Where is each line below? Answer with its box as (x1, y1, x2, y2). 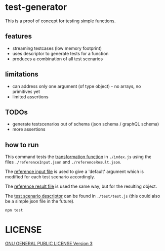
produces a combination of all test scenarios (12, 56, 103, 62)
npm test (5, 208, 23, 213)
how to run (5, 140, 39, 149)
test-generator (5, 1, 67, 13)
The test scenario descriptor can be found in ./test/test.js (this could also (5, 193, 161, 199)
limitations (5, 70, 39, 79)
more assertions (12, 126, 45, 132)
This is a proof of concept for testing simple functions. (5, 18, 116, 24)
